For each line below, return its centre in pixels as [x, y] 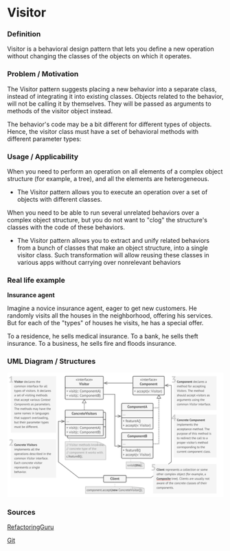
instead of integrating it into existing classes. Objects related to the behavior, [116, 96]
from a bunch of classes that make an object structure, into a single [112, 248]
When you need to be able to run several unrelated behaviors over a [103, 213]
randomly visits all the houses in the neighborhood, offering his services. [110, 316]
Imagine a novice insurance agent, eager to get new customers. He [102, 308]
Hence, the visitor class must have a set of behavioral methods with [103, 131]
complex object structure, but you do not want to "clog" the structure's [107, 220]
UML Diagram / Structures [51, 362]
